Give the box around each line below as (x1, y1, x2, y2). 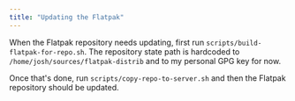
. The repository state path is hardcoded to (84, 46, 240, 57)
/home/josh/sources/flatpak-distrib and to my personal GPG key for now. (9, 55, 281, 66)
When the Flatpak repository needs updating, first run (9, 37, 205, 47)
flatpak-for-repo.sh (9, 47, 86, 57)
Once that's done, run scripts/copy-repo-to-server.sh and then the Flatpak (9, 72, 286, 83)
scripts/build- (206, 39, 262, 47)
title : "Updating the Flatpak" (9, 12, 125, 22)
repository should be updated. (9, 82, 119, 92)
